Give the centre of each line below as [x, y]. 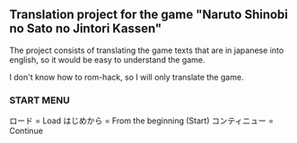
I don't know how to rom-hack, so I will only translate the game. [127, 77]
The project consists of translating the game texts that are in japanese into [147, 50]
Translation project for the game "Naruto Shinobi [149, 15]
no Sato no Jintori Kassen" [86, 29]
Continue [26, 131]
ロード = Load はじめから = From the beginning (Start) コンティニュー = [142, 121]
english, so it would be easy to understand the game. [107, 59]
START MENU [39, 100]
